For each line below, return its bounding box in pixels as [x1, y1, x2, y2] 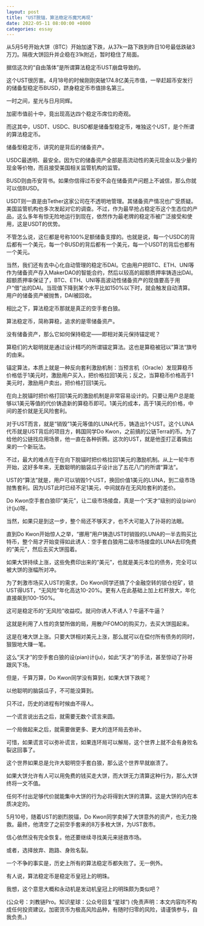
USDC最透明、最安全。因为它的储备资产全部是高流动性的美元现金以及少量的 [6, 156, 197, 164]
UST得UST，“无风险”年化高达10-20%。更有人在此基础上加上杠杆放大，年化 [6, 587, 196, 594]
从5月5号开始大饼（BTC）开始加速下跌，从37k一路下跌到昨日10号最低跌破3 [6, 43, 195, 50]
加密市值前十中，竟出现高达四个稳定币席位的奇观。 [6, 110, 134, 117]
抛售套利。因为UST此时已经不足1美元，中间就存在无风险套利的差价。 [6, 484, 179, 491]
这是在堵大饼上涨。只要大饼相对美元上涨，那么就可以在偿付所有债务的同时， [6, 633, 198, 640]
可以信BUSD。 [6, 185, 42, 192]
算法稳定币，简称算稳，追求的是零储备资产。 [6, 317, 118, 325]
